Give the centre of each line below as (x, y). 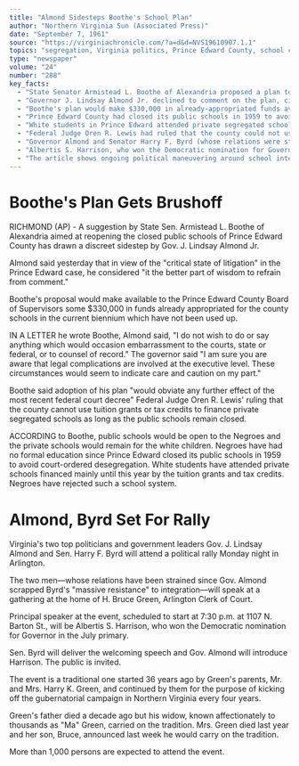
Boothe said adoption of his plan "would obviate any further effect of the (142, 391)
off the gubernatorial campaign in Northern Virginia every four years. (135, 698)
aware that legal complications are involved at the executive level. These (142, 364)
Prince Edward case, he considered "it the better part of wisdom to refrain (145, 273)
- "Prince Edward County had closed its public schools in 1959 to (145, 117)
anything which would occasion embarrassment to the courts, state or (138, 345)
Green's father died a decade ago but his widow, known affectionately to (142, 716)
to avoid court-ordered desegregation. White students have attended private (149, 465)
